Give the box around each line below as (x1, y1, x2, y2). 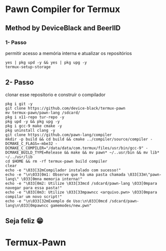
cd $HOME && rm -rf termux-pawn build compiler (5, 159, 108, 164)
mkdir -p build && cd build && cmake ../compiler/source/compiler (5, 136, 148, 142)
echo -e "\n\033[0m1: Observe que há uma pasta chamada (5, 172, 126, 177)
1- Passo (5, 39, 27, 46)
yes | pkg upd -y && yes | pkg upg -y (5, 60, 87, 65)
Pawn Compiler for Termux (5, 4, 120, 15)
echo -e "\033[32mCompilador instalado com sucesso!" (5, 168, 121, 173)
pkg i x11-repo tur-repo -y (5, 115, 65, 120)
